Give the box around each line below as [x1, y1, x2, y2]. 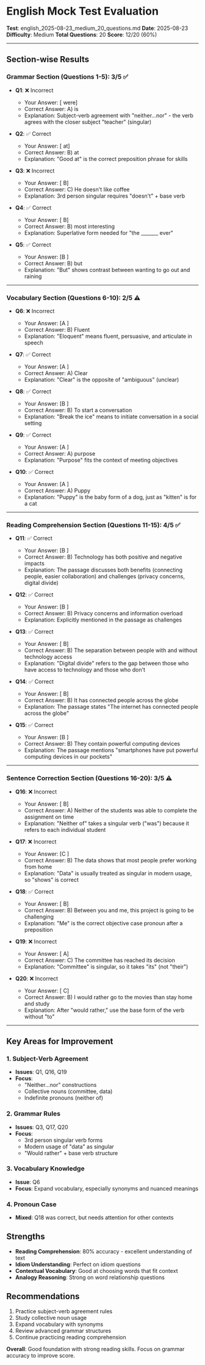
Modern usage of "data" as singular [24, 1142, 115, 1150]
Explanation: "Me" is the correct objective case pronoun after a [24, 919, 183, 926]
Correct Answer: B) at [24, 148, 79, 156]
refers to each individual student [24, 826, 106, 833]
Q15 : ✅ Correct [15, 722, 54, 729]
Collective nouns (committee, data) [24, 1087, 113, 1095]
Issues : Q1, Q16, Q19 [15, 1069, 67, 1076]
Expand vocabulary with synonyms [15, 1320, 104, 1328]
